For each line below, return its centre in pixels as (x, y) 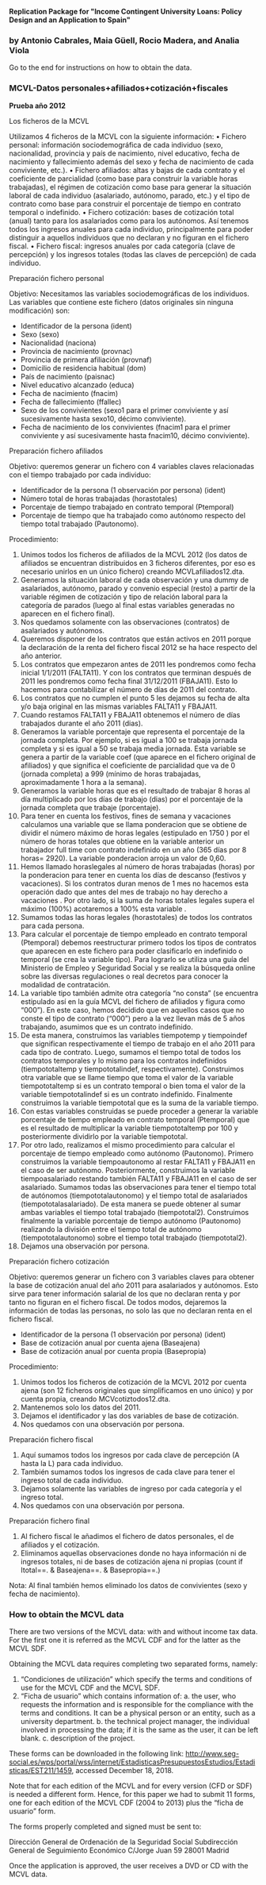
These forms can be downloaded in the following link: (97, 1753)
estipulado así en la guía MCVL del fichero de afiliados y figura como (133, 1001)
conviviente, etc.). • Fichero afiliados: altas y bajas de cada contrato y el (127, 170)
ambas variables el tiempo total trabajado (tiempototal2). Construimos (135, 1212)
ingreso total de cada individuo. (72, 1480)
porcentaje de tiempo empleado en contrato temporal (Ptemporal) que (135, 1119)
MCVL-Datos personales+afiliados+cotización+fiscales (119, 88)
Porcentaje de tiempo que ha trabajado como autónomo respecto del (133, 515)
